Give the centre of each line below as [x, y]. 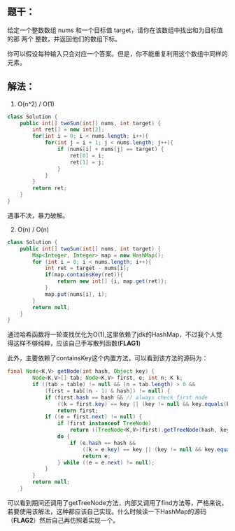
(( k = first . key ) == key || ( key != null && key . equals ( [142, 404]
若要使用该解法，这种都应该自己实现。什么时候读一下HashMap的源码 [107, 511]
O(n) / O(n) [33, 229]
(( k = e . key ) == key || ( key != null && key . [150, 449]
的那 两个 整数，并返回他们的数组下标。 [64, 38]
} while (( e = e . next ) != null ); [106, 462]
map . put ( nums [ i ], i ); [76, 294]
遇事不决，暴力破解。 [38, 215]
